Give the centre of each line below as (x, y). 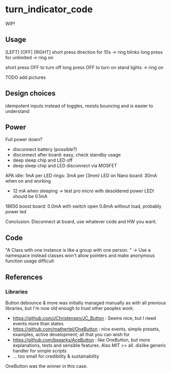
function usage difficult (30, 261)
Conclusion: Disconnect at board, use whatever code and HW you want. (81, 222)
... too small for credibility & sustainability (56, 356)
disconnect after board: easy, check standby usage (67, 155)
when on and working (28, 181)
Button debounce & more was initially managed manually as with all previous (86, 302)
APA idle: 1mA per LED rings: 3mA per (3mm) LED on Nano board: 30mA (81, 175)
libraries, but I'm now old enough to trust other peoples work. (70, 308)
